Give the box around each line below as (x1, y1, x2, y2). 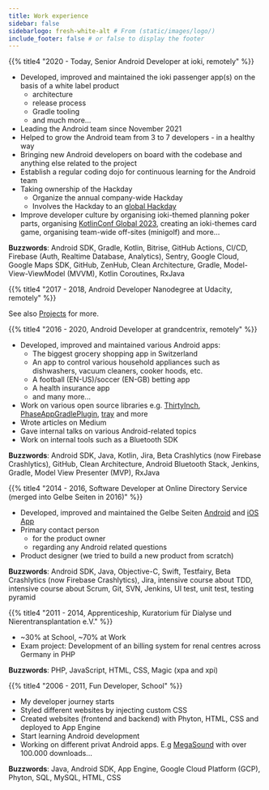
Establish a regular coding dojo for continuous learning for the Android (19, 167, 256, 177)
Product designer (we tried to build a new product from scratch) (19, 551, 234, 561)
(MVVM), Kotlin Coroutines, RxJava (66, 269, 185, 279)
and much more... (32, 115, 92, 126)
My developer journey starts (19, 697, 115, 707)
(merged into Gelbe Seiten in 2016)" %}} (8, 492, 143, 502)
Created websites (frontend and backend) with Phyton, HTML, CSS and (19, 714, 259, 724)
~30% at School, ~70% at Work (19, 633, 127, 643)
